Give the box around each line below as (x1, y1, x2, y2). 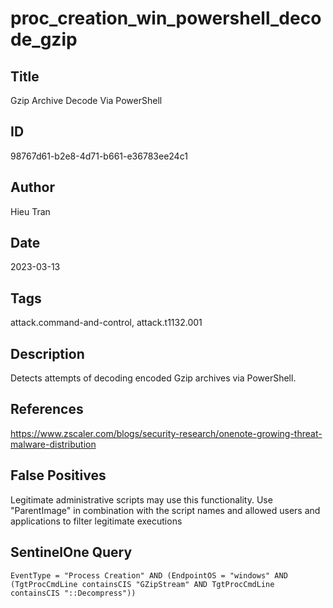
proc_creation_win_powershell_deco (10, 7, 322, 30)
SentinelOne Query (10, 544, 133, 561)
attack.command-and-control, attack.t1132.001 (10, 317, 203, 329)
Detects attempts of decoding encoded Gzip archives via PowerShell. (10, 372, 297, 384)
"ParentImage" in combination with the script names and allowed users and (10, 504, 321, 516)
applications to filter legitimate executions (10, 515, 183, 527)
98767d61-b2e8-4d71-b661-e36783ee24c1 (10, 150, 188, 162)
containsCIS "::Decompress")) (10, 588, 137, 598)
